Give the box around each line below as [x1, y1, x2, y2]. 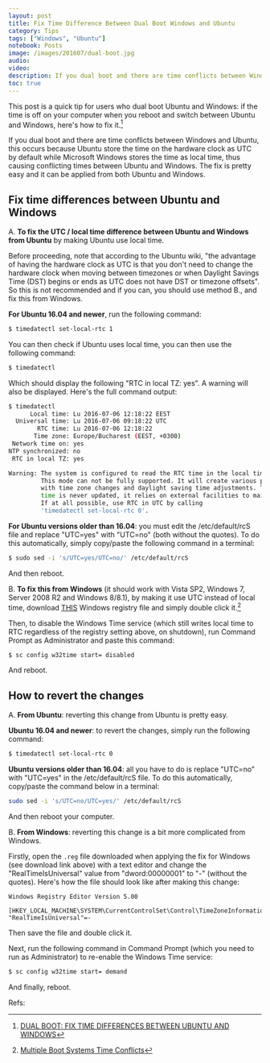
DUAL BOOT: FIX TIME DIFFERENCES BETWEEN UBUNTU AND [19, 1020, 230, 1031]
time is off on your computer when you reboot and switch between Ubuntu [8, 110, 256, 119]
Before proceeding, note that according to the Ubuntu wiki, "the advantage [8, 250, 256, 260]
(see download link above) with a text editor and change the [8, 859, 207, 870]
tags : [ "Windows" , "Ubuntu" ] [8, 34, 106, 43]
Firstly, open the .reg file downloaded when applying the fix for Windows [8, 851, 251, 861]
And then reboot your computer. [8, 811, 115, 821]
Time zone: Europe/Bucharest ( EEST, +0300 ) [33, 432, 182, 441]
